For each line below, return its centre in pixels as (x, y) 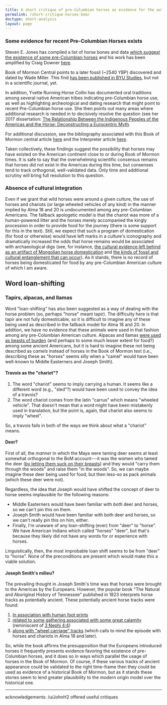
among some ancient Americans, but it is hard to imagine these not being (80, 346)
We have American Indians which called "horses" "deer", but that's (81, 531)
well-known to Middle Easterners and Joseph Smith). (59, 361)
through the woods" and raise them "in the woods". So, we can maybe (77, 469)
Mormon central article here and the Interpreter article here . (66, 139)
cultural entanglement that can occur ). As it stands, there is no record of (79, 257)
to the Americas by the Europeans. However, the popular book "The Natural (83, 589)
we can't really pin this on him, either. (51, 520)
